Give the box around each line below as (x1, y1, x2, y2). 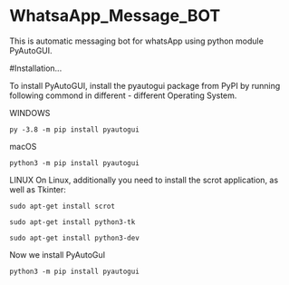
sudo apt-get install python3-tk (9, 217, 136, 227)
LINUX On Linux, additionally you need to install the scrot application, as (9, 174, 279, 185)
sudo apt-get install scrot (9, 201, 116, 211)
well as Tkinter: (9, 183, 66, 195)
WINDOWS (9, 107, 51, 118)
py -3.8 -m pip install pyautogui (9, 124, 140, 134)
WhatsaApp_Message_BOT (9, 5, 221, 26)
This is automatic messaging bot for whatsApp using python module (9, 35, 265, 46)
